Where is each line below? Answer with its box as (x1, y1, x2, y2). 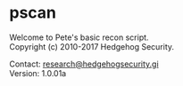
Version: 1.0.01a (9, 67, 67, 78)
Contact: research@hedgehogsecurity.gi (9, 59, 159, 69)
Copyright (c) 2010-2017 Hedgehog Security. (9, 41, 175, 51)
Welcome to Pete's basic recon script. (9, 32, 149, 43)
